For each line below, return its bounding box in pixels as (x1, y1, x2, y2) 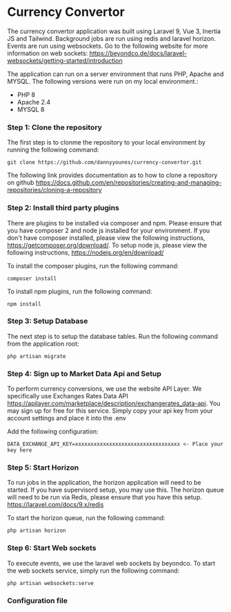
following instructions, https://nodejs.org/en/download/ (7, 248, 164, 257)
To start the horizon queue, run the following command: (7, 514, 165, 522)
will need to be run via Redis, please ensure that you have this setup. (7, 493, 202, 501)
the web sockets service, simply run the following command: (7, 566, 180, 575)
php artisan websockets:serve (7, 579, 94, 586)
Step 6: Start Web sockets (7, 544, 97, 553)
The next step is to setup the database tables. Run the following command (7, 332, 219, 340)
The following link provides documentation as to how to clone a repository (7, 171, 218, 180)
